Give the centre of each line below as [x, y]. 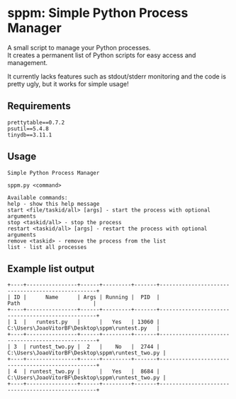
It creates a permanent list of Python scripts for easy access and [102, 55]
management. [28, 62]
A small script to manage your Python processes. [79, 47]
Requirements [39, 106]
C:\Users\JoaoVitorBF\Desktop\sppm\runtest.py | [84, 328]
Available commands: [38, 197]
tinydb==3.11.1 [30, 135]
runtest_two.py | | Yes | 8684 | [95, 372]
